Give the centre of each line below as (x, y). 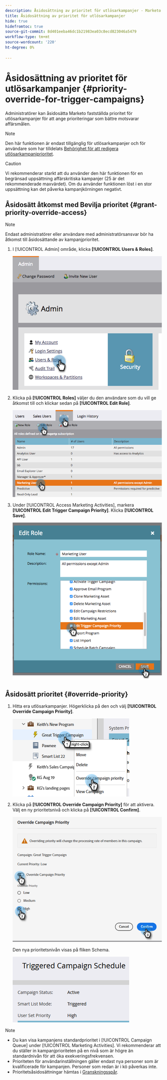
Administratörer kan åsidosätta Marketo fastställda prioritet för (69, 113)
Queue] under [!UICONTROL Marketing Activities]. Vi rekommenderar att (86, 1046)
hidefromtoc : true (24, 26)
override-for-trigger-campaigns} (75, 99)
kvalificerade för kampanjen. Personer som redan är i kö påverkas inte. (85, 1067)
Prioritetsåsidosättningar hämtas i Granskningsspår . (65, 1072)
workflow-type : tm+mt (28, 37)
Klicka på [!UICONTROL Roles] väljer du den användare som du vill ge (84, 398)
